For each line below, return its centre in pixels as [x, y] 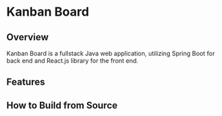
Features [26, 82]
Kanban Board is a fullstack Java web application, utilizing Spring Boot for [111, 53]
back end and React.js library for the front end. [72, 61]
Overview [28, 37]
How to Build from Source [62, 105]
